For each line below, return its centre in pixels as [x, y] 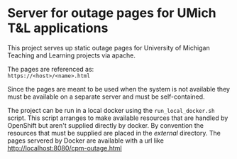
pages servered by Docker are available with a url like [86, 141]
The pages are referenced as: [51, 69]
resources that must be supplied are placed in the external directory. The [114, 133]
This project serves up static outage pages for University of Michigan [109, 48]
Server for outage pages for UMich [112, 13]
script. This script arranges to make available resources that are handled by [118, 118]
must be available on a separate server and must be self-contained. [106, 97]
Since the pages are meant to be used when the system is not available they [119, 89]
